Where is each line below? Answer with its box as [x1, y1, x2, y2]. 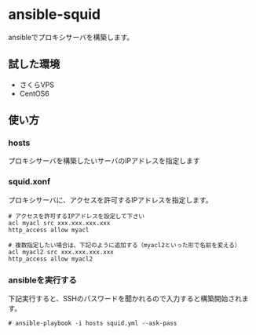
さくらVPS [19, 80, 55, 89]
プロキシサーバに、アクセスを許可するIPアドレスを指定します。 [8, 195, 214, 205]
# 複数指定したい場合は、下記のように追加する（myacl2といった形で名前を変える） [8, 241, 241, 249]
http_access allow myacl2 [8, 255, 93, 263]
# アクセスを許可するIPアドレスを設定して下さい [8, 212, 145, 220]
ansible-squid [8, 5, 101, 24]
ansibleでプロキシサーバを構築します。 [8, 32, 134, 42]
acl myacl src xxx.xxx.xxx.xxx [8, 219, 111, 227]
